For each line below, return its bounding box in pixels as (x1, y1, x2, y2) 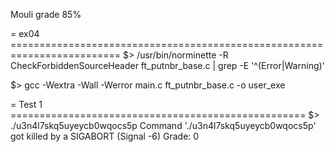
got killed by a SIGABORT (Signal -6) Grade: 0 (10, 130, 200, 142)
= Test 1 (10, 99, 43, 110)
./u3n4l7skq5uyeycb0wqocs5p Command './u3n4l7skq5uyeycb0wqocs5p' (10, 120, 317, 131)
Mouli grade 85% (10, 9, 82, 20)
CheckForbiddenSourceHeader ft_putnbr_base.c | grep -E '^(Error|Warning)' (10, 60, 325, 71)
